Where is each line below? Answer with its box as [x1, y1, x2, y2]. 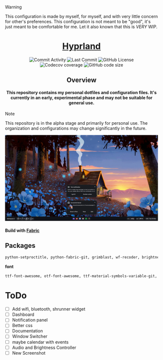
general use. [68, 99, 95, 106]
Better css [12, 323, 33, 328]
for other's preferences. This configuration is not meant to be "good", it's [5, 19, 151, 24]
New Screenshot [12, 350, 46, 356]
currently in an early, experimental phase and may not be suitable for [10, 95, 153, 100]
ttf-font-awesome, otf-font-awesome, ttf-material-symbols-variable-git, [5, 274, 158, 278]
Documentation [12, 328, 43, 334]
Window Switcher [12, 333, 48, 339]
